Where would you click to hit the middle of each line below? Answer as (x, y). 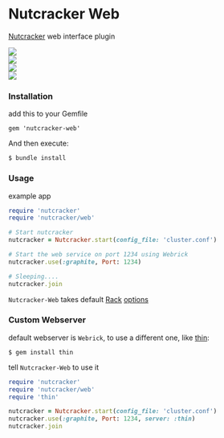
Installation (31, 96)
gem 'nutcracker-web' (45, 129)
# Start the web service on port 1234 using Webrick (98, 255)
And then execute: (39, 143)
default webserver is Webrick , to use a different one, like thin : (109, 338)
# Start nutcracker (41, 233)
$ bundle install (37, 158)
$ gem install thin (41, 352)
